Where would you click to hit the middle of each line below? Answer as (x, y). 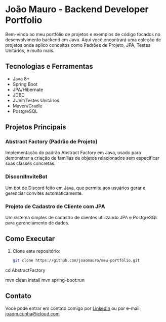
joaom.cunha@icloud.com (32, 313)
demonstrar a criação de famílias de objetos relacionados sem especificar (82, 158)
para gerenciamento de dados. (37, 223)
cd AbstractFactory (25, 270)
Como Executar (30, 239)
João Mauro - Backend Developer (77, 9)
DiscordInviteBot (26, 177)
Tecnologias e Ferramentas (49, 66)
